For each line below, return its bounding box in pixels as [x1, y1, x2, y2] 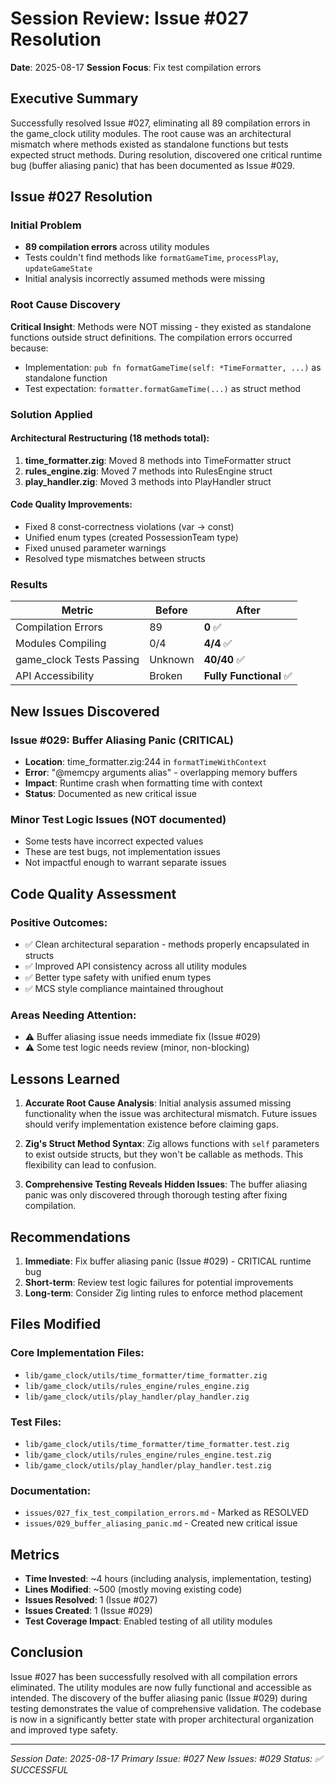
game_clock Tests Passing [15, 653, 140, 667]
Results [10, 577, 48, 591]
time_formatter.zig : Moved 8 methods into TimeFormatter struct [24, 454, 292, 466]
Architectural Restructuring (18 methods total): [10, 432, 210, 444]
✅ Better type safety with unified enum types [24, 972, 212, 984]
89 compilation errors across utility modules [24, 241, 210, 253]
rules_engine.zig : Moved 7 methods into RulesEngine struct [24, 465, 273, 477]
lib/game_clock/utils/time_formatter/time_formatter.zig [24, 1370, 268, 1381]
